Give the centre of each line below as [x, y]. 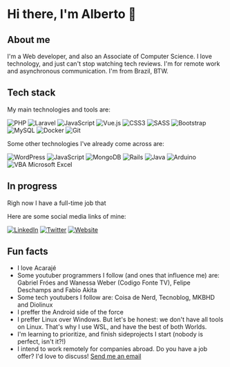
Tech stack [31, 93]
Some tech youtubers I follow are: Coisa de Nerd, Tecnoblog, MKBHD [116, 298]
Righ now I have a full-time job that [57, 203]
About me [29, 40]
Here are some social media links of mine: [67, 216]
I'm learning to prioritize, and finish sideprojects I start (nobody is [110, 334]
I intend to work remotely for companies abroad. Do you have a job [112, 349]
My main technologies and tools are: [59, 109]
